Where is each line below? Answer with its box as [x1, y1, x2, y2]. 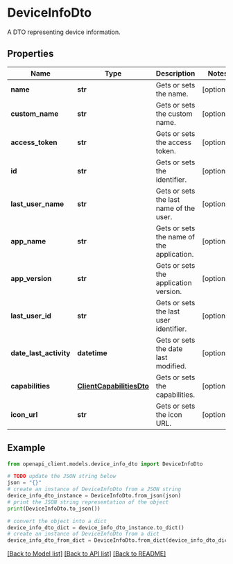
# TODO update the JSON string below [7, 473, 116, 480]
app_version [10, 273, 52, 283]
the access [155, 137, 192, 147]
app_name [10, 236, 46, 246]
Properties [7, 48, 54, 60]
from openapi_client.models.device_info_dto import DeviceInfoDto [7, 460, 203, 468]
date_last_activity [10, 348, 71, 358]
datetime [77, 348, 107, 358]
